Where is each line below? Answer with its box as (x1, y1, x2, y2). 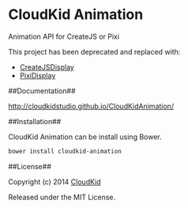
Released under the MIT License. (8, 192, 116, 202)
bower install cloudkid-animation (8, 147, 122, 155)
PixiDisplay (19, 70, 56, 80)
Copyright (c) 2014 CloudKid (8, 176, 101, 187)
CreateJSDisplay (19, 62, 75, 72)
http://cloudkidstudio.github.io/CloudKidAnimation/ (8, 101, 175, 111)
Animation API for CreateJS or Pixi (8, 32, 120, 41)
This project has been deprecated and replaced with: (8, 47, 181, 56)
